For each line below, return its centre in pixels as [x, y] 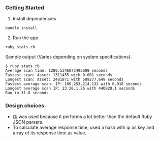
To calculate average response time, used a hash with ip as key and [83, 128]
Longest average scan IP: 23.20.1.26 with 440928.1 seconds [70, 89]
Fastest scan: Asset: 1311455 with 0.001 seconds [59, 75]
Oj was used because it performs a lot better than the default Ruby [82, 117]
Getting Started [25, 8]
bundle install [21, 28]
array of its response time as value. [49, 133]
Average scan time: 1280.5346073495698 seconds [57, 71]
